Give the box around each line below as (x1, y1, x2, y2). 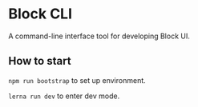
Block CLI (8, 5, 73, 23)
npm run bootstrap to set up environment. (8, 75, 146, 85)
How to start (8, 54, 71, 68)
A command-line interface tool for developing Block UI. (8, 31, 190, 41)
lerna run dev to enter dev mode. (8, 91, 120, 101)
